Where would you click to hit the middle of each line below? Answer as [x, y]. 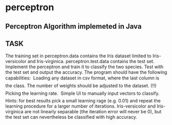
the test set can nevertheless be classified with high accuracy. [71, 117]
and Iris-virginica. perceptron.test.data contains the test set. [91, 61]
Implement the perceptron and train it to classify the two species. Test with [84, 67]
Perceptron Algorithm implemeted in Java [74, 26]
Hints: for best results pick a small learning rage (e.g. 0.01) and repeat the [83, 101]
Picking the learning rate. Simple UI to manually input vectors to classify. [82, 93]
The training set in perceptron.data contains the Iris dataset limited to [78, 56]
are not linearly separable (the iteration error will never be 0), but [93, 112]
